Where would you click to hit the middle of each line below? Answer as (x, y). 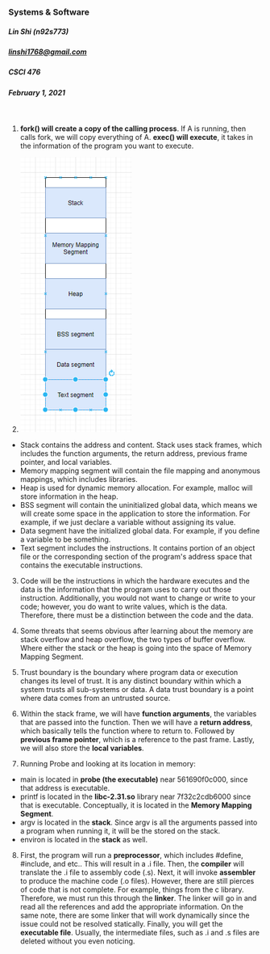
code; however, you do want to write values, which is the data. (124, 607)
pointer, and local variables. (66, 462)
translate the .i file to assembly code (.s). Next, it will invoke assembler (138, 872)
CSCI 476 (25, 72)
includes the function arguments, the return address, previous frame (133, 454)
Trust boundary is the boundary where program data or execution (129, 673)
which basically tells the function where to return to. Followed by (127, 731)
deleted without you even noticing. (77, 941)
